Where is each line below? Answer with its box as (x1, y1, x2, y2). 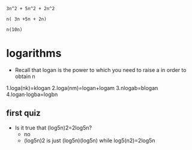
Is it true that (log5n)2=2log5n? (14, 124, 92, 131)
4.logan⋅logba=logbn (6, 91, 58, 98)
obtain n (14, 73, 36, 80)
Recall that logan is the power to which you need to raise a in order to (14, 66, 187, 73)
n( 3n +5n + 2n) (6, 16, 47, 22)
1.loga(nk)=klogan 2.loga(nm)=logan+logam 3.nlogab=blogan (6, 84, 158, 91)
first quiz (6, 108, 41, 118)
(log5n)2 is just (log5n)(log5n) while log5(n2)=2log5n (23, 137, 155, 144)
